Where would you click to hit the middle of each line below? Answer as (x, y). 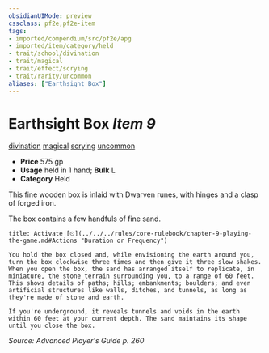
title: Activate (36, 234)
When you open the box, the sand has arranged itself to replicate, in (131, 269)
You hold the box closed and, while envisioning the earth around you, (131, 255)
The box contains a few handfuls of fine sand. (85, 219)
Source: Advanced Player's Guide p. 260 (76, 341)
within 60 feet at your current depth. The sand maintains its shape (128, 319)
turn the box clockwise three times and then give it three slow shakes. (135, 262)
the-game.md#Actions (43, 241)
